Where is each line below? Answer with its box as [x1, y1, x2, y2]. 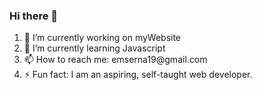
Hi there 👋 [9, 9, 59, 23]
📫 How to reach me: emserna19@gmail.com [23, 54, 208, 66]
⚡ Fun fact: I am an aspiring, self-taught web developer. [23, 69, 253, 81]
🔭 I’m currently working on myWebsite [23, 32, 182, 44]
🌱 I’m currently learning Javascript [23, 42, 166, 54]
